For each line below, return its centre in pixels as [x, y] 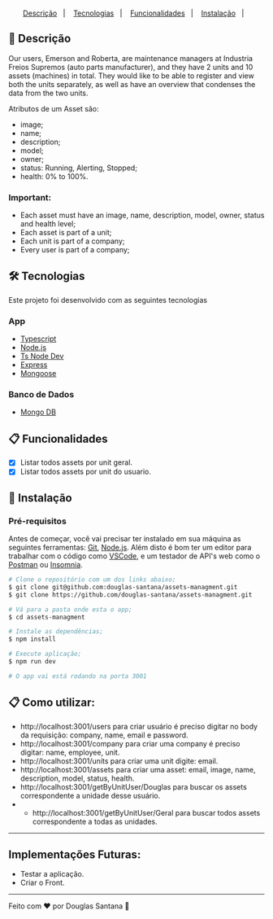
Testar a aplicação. [52, 874]
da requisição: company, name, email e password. [104, 735]
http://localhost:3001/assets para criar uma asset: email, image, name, [138, 769]
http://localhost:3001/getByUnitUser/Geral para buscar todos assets [146, 812]
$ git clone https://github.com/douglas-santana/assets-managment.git [130, 595]
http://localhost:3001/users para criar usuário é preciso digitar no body [139, 726]
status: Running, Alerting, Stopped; [79, 168]
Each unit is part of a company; [72, 241]
